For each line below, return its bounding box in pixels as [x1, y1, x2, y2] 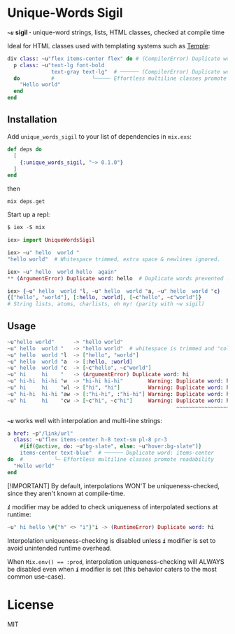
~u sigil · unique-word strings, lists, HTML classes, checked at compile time [7, 28, 225, 36]
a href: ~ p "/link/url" [7, 429, 73, 437]
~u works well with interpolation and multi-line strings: [7, 416, 163, 425]
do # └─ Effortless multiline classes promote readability [7, 456, 215, 463]
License [7, 597, 55, 612]
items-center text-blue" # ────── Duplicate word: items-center [20, 450, 215, 457]
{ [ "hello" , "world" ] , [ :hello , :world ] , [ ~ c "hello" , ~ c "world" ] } [7, 294, 202, 301]
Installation [7, 113, 57, 125]
